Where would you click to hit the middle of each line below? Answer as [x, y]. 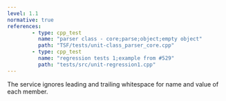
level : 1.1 [23, 13]
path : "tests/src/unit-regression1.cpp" [97, 65]
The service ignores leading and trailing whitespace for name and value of [113, 84]
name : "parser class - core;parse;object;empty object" [120, 39]
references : [24, 26]
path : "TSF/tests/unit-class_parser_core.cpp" [106, 45]
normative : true [30, 20]
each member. [28, 91]
